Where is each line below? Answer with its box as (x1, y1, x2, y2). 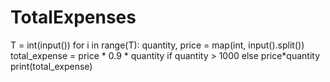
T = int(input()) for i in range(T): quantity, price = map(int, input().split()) (10, 39, 305, 51)
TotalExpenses (10, 6, 137, 29)
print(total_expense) (10, 60, 93, 72)
